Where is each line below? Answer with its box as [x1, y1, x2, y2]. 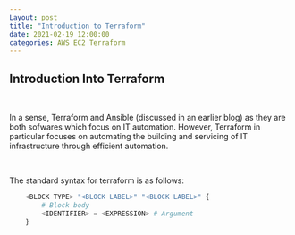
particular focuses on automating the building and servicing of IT [9, 131, 249, 142]
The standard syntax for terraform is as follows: [9, 175, 185, 186]
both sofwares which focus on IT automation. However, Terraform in [9, 122, 261, 132]
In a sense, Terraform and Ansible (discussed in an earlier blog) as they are [9, 113, 286, 123]
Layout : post [9, 13, 58, 22]
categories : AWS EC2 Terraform [9, 38, 126, 47]
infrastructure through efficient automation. [9, 140, 169, 152]
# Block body [41, 200, 90, 210]
